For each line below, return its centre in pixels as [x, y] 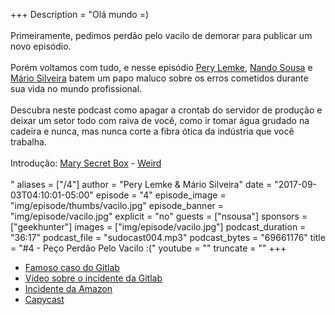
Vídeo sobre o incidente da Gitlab [93, 278]
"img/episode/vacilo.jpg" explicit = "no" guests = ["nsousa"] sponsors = [159, 216]
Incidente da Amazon [68, 288]
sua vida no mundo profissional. [76, 88]
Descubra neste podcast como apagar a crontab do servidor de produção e [166, 110]
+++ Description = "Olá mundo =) [80, 14]
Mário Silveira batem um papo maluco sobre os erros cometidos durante [159, 78]
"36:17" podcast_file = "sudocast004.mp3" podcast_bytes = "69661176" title [168, 237]
